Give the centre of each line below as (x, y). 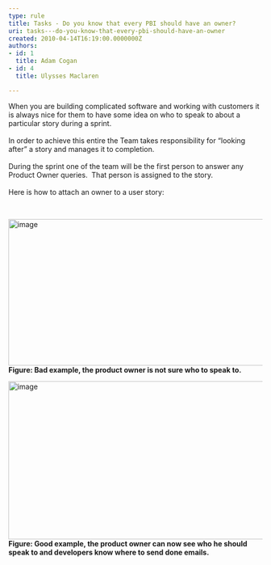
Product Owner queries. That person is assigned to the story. (111, 175)
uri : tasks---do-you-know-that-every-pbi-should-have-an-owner (117, 31)
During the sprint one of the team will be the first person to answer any (126, 166)
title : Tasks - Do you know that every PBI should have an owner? (122, 23)
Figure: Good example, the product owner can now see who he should (128, 543)
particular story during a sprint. (60, 123)
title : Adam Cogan (47, 61)
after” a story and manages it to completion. (81, 149)
